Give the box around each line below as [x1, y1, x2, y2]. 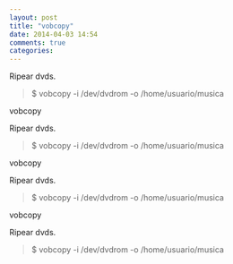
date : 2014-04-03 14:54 [9, 30, 99, 38]
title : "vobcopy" [9, 21, 74, 30]
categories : [9, 47, 54, 55]
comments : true [9, 38, 66, 47]
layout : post [9, 13, 58, 22]
